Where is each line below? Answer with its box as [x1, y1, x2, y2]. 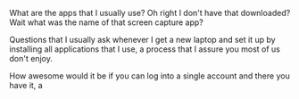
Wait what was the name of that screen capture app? [9, 17, 203, 28]
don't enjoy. [9, 54, 54, 63]
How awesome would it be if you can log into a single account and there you [9, 70, 290, 81]
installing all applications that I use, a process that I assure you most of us [9, 44, 281, 54]
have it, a [9, 80, 43, 90]
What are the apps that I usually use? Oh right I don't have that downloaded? [9, 8, 291, 18]
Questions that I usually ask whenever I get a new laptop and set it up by [9, 35, 276, 45]
